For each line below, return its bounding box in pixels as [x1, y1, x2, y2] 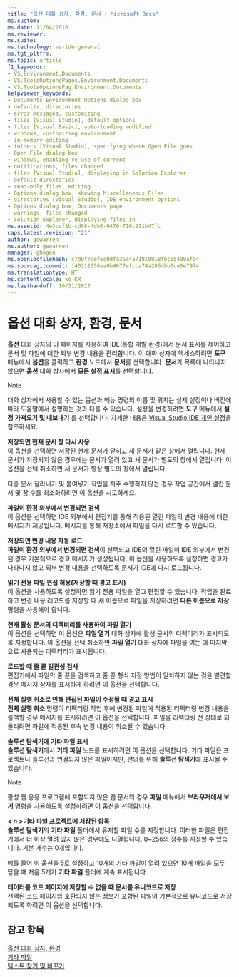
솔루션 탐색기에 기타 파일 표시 [7, 737, 88, 746]
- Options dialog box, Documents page [7, 203, 123, 210]
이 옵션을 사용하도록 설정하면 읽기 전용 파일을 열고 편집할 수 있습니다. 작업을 [7, 588, 219, 596]
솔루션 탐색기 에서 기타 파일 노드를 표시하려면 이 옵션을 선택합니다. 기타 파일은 [7, 746, 223, 755]
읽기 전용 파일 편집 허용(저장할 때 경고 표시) [7, 578, 126, 587]
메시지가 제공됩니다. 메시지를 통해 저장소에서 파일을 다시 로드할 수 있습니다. [7, 521, 217, 530]
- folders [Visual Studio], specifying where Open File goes [7, 143, 193, 150]
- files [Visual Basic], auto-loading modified [7, 123, 152, 131]
